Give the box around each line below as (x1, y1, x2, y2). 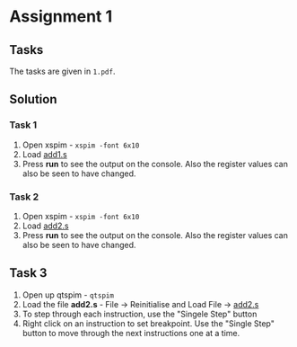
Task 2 (9, 191, 39, 203)
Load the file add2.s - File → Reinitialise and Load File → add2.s (22, 298, 259, 309)
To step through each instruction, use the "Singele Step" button (22, 308, 258, 319)
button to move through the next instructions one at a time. (22, 327, 240, 338)
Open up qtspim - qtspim (22, 289, 115, 300)
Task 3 (9, 265, 48, 280)
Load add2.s (22, 220, 69, 231)
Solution (9, 92, 57, 107)
